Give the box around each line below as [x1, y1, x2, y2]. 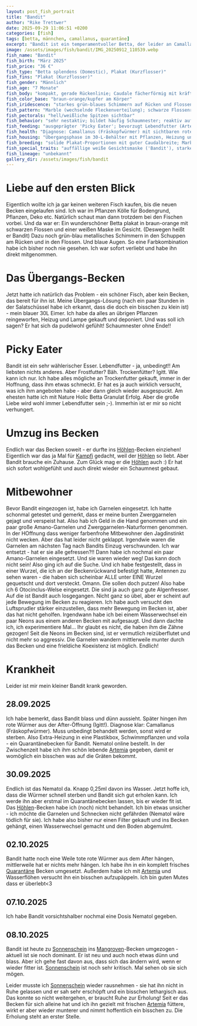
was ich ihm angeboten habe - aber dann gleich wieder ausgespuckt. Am [6, 387, 184, 395]
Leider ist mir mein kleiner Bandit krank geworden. [6, 682, 128, 689]
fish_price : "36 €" [6, 63, 54, 69]
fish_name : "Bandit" [6, 52, 57, 58]
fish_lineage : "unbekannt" [6, 151, 72, 156]
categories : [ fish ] [6, 31, 54, 36]
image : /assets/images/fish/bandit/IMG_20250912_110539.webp [6, 47, 159, 53]
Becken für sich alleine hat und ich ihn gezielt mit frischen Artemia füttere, [6, 1000, 185, 1007]
